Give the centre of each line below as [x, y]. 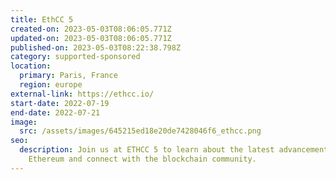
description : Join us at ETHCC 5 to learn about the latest [147, 150]
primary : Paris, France [68, 76]
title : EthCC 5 [42, 19]
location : [31, 66]
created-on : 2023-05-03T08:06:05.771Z [91, 29]
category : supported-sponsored [75, 57]
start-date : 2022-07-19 [60, 103]
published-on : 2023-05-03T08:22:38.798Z [96, 47]
